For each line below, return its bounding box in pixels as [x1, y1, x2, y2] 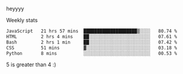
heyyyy [6, 5, 24, 12]
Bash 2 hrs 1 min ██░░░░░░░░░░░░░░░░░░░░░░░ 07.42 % [6, 39, 178, 45]
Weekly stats [6, 17, 38, 23]
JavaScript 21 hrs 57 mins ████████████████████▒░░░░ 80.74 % [6, 28, 178, 34]
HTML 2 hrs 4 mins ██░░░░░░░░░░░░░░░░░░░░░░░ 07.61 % [6, 33, 178, 39]
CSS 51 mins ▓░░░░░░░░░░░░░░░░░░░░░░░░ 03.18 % [6, 45, 178, 51]
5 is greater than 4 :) [6, 61, 57, 68]
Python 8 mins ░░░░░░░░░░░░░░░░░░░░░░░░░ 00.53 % [6, 50, 178, 56]
